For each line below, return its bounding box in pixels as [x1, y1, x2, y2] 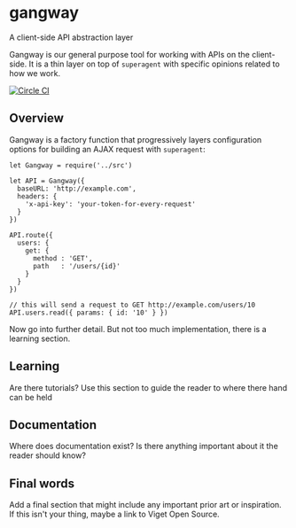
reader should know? [9, 450, 87, 461]
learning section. [9, 333, 71, 344]
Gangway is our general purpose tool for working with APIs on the [9, 49, 250, 59]
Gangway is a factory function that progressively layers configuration [9, 134, 262, 144]
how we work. [9, 67, 60, 78]
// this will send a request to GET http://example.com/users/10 [9, 300, 255, 309]
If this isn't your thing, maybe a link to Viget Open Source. [9, 509, 220, 520]
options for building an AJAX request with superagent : [9, 144, 206, 154]
